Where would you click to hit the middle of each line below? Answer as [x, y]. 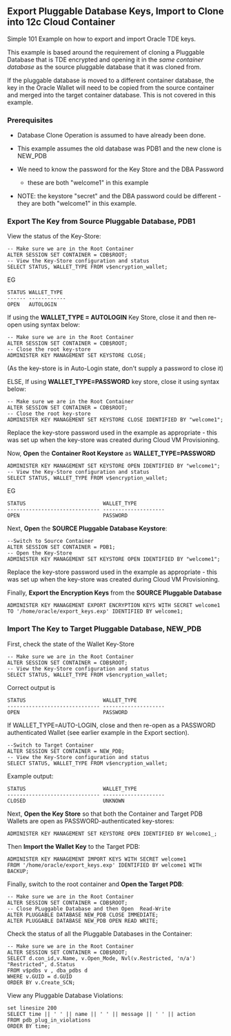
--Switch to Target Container [51, 745]
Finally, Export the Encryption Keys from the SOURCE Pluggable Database [114, 593]
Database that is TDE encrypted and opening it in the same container [106, 59]
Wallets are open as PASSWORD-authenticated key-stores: [91, 821]
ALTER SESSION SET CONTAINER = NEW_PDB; [66, 751]
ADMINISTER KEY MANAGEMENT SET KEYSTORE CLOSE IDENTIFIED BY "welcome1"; [115, 420]
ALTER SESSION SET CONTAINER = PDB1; [61, 547]
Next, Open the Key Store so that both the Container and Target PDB [105, 814]
